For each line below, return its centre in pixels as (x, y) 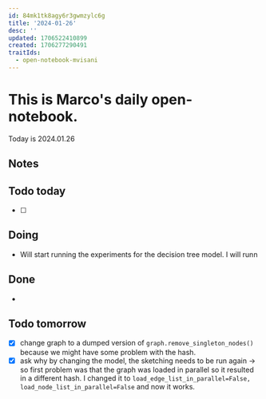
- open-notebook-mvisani (57, 61)
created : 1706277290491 (48, 45)
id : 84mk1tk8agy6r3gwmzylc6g (57, 16)
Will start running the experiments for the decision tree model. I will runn (139, 254)
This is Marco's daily (78, 100)
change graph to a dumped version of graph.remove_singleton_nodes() (137, 343)
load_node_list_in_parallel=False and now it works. (107, 386)
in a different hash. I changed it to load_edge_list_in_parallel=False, (135, 378)
